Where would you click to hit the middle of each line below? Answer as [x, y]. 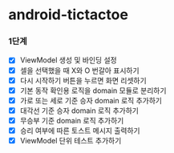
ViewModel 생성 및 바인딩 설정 [69, 60]
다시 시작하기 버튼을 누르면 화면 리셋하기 [83, 80]
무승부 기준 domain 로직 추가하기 [72, 120]
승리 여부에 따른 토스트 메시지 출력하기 [80, 131]
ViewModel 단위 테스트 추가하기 [71, 140]
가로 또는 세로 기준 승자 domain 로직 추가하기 [91, 100]
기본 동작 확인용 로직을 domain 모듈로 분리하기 [93, 91]
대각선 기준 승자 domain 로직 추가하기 [79, 111]
